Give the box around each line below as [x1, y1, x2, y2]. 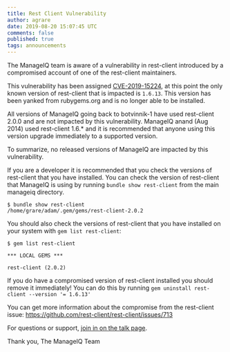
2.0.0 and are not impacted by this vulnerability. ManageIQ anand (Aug [7, 117, 209, 125]
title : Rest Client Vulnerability [7, 10, 107, 17]
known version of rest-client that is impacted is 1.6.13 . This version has [7, 89, 211, 97]
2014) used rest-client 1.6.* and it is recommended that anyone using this [7, 125, 215, 133]
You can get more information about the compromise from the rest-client [7, 303, 214, 311]
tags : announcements [7, 42, 67, 49]
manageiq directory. [7, 188, 64, 196]
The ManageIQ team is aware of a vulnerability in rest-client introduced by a [7, 61, 224, 69]
